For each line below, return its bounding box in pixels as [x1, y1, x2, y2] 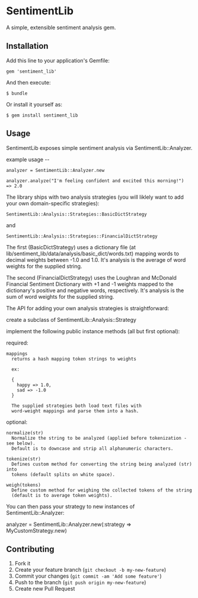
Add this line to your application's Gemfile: [6, 57, 110, 64]
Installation [6, 41, 49, 51]
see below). [6, 440, 36, 446]
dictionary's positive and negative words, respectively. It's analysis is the [6, 287, 184, 294]
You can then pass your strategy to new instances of [6, 503, 135, 510]
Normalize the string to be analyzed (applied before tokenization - [11, 435, 187, 441]
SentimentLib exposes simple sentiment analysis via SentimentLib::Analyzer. [6, 144, 193, 151]
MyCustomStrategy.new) [6, 527, 67, 534]
